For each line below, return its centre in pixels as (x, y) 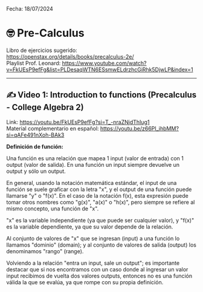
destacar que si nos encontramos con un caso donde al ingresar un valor (97, 269)
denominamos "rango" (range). (45, 251)
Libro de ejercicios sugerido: (42, 50)
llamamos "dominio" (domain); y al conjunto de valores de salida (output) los (101, 245)
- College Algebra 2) (45, 107)
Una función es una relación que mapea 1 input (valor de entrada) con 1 (95, 158)
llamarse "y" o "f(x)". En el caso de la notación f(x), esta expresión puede (97, 195)
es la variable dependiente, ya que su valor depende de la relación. (90, 227)
